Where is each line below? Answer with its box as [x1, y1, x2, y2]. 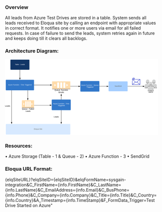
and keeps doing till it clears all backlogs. [5, 35, 87, 41]
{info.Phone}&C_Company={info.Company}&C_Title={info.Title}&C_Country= [5, 192, 157, 198]
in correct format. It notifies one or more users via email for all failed [5, 25, 141, 31]
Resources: [5, 143, 32, 149]
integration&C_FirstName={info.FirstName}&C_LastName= [5, 181, 121, 188]
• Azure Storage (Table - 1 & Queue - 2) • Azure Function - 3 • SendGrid [5, 153, 149, 159]
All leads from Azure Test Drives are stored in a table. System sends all [5, 15, 146, 21]
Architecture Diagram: [5, 48, 59, 54]
